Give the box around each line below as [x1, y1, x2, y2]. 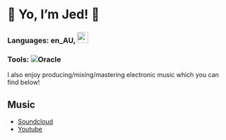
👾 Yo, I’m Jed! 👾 [7, 6, 100, 23]
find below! [7, 78, 40, 87]
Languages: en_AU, [7, 35, 76, 45]
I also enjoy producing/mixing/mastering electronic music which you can [7, 71, 220, 79]
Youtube [17, 125, 43, 134]
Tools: [7, 54, 30, 64]
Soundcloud [17, 117, 53, 126]
